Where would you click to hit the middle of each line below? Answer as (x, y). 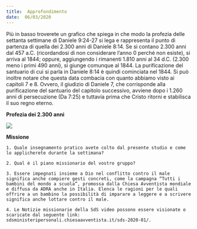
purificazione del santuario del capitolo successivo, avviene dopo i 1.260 (94, 90)
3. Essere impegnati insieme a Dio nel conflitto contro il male (88, 174)
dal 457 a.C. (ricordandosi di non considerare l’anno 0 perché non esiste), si (98, 53)
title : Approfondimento (37, 12)
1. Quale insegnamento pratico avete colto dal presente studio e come (96, 148)
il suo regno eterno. (30, 103)
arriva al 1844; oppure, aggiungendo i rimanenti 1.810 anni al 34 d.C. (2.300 (98, 59)
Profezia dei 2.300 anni (35, 114)
